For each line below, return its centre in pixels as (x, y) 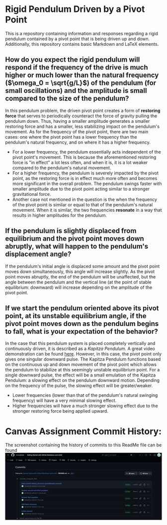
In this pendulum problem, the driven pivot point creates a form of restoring (83, 110)
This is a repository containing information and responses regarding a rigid (82, 33)
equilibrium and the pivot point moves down (75, 239)
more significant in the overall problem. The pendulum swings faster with (87, 183)
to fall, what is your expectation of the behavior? (82, 331)
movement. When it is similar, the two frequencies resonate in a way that (87, 210)
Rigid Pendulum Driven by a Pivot (75, 9)
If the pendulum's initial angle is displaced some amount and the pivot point (83, 266)
